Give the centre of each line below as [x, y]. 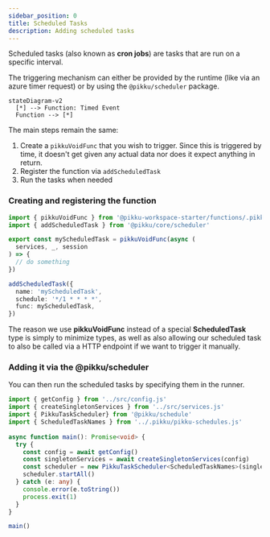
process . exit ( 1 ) [50, 497]
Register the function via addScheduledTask [90, 171]
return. [31, 163]
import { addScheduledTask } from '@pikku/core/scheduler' [109, 225]
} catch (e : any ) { [48, 482]
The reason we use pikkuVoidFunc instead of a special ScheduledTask [127, 329]
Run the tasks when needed [66, 180]
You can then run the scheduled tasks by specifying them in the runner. [127, 385]
